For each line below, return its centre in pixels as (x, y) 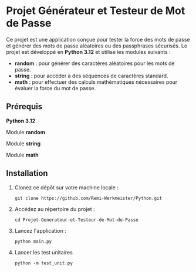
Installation (27, 173)
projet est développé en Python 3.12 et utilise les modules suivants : (89, 52)
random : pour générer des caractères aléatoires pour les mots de (94, 63)
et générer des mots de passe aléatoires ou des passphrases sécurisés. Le (97, 46)
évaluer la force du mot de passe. (55, 88)
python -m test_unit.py (44, 263)
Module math (23, 155)
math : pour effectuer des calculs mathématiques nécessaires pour (96, 82)
